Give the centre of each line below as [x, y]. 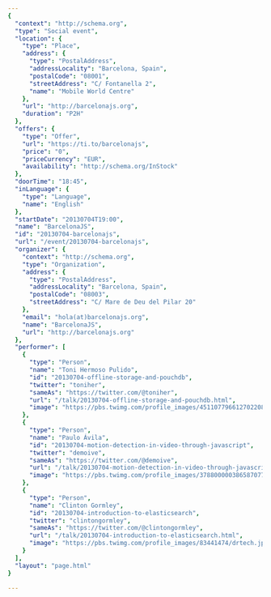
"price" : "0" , [46, 151]
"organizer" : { [40, 249]
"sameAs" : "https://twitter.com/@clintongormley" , [116, 528]
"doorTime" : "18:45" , [51, 182]
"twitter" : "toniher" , [67, 385]
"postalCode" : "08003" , [69, 295]
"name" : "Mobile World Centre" [82, 91]
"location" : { [38, 38]
